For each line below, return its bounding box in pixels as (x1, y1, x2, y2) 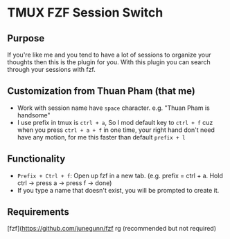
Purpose (7, 32, 45, 44)
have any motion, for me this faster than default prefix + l (17, 133, 186, 141)
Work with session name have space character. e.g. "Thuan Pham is (17, 104, 210, 112)
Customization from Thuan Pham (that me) (7, 85, 195, 97)
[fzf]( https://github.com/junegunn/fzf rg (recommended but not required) (7, 224, 217, 233)
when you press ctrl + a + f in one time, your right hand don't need (17, 126, 215, 134)
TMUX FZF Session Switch (7, 5, 163, 21)
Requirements (7, 206, 69, 218)
